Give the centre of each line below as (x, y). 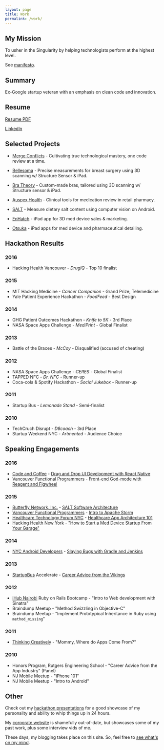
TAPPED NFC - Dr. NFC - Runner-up (48, 377)
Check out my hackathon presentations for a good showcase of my (73, 708)
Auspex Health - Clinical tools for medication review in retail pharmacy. (83, 200)
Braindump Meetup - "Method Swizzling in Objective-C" (69, 608)
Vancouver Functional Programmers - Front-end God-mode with (77, 479)
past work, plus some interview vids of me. (48, 728)
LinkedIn (14, 129)
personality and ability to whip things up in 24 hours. (58, 713)
